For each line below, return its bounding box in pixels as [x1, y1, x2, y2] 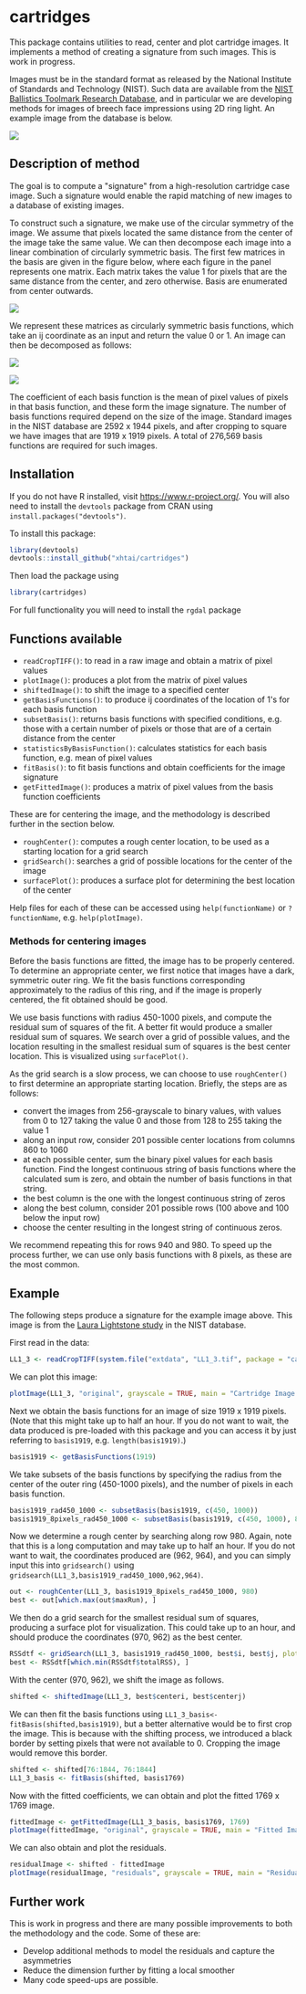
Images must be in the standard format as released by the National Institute [9, 73, 292, 84]
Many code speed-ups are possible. [22, 1974, 159, 1985]
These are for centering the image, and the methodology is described [9, 809, 270, 819]
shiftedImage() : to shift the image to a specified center [22, 685, 229, 695]
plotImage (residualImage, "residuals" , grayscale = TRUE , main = [9, 1869, 262, 1878]
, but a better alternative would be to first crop [119, 1718, 292, 1729]
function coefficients [22, 792, 101, 802]
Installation [9, 467, 75, 482]
